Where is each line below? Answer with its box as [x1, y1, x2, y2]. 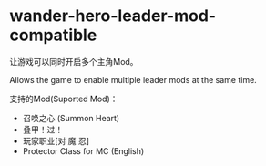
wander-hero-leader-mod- [9, 5, 217, 26]
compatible [9, 25, 97, 46]
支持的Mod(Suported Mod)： [9, 93, 118, 104]
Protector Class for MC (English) [22, 145, 145, 156]
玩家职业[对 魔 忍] [22, 135, 89, 146]
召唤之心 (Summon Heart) [22, 112, 120, 123]
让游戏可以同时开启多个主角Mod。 [9, 56, 138, 67]
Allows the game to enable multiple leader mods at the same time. [9, 74, 257, 85]
